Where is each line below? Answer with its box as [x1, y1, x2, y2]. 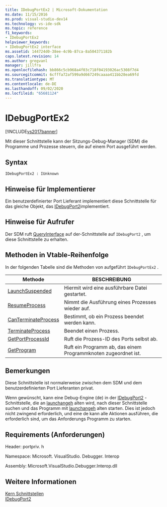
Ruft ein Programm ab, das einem [64, 343, 142, 350]
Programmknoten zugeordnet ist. [64, 349, 141, 356]
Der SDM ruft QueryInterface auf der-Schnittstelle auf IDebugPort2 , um [5, 231, 151, 237]
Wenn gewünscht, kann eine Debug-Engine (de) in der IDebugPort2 [5, 395, 144, 401]
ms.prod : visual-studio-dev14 [5, 16, 68, 21]
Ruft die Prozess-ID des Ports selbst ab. [64, 335, 158, 342]
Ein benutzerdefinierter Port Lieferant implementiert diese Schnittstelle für [5, 198, 157, 204]
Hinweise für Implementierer [5, 185, 96, 193]
